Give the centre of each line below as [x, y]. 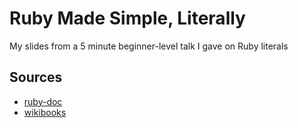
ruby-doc [43, 101]
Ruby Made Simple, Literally [127, 18]
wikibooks [45, 112]
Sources [36, 77]
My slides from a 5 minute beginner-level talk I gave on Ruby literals [149, 46]
